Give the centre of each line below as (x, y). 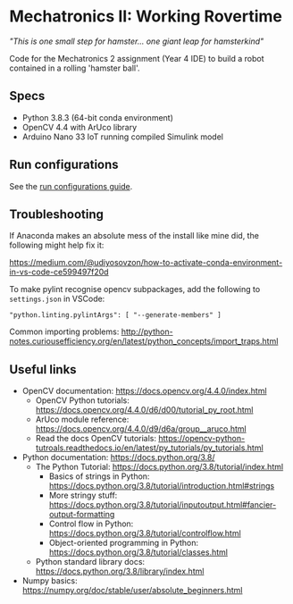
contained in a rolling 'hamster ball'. (75, 68)
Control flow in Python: (91, 524)
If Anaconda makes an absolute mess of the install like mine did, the (134, 236)
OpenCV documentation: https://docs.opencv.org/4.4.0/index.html (144, 391)
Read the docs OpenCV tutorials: (96, 439)
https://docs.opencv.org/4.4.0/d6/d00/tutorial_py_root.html (144, 410)
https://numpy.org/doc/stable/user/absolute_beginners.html (132, 591)
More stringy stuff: (83, 495)
